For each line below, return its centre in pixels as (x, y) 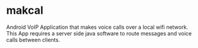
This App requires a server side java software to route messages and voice (99, 33)
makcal (25, 10)
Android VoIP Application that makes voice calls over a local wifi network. (97, 27)
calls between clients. (33, 40)
